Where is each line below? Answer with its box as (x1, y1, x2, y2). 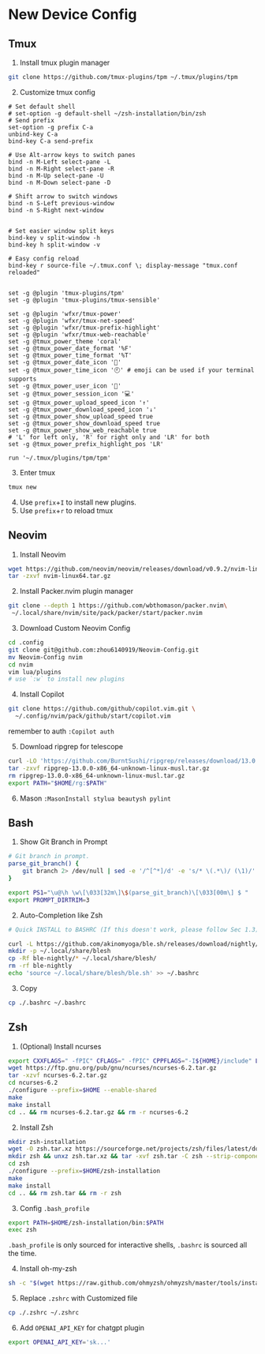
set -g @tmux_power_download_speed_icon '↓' (8, 405, 157, 414)
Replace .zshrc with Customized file (19, 1293, 138, 1303)
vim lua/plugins (8, 668, 62, 676)
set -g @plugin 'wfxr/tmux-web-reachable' (8, 330, 150, 339)
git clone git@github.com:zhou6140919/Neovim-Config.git (8, 646, 200, 654)
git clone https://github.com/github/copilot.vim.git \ (8, 705, 196, 713)
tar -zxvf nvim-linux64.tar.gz (8, 572, 111, 580)
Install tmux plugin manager (19, 58, 110, 67)
